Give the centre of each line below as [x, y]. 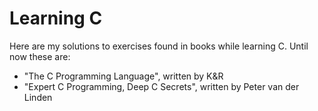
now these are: [40, 56]
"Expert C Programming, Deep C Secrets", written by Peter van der [161, 86]
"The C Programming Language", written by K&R [123, 76]
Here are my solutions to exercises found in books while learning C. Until [159, 46]
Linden [38, 97]
